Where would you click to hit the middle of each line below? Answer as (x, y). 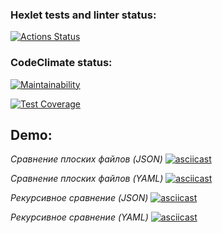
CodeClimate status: (61, 63)
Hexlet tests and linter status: (83, 15)
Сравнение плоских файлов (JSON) (86, 159)
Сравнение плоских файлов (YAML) (87, 179)
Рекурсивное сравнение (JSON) (79, 198)
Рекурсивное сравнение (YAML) (79, 217)
